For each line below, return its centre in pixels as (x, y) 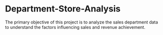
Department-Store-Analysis (63, 9)
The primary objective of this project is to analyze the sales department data (81, 22)
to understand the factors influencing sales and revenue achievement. (75, 27)
